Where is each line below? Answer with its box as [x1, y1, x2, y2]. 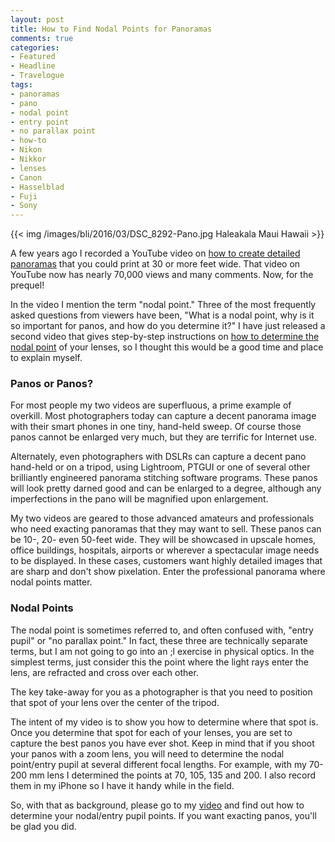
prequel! [10, 279, 45, 291]
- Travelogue [10, 71, 65, 81]
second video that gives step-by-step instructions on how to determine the [10, 331, 320, 343]
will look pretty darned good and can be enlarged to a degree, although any [10, 482, 322, 495]
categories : [10, 42, 60, 53]
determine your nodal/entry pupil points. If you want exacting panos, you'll [10, 809, 317, 821]
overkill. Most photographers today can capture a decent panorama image [10, 410, 317, 422]
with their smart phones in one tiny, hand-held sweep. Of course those [10, 421, 302, 433]
